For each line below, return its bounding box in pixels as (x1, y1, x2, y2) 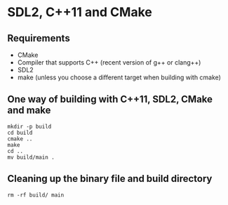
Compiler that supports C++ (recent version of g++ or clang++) (17, 58, 201, 67)
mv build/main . (7, 154, 55, 161)
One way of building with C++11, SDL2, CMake (7, 93, 213, 105)
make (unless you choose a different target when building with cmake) (17, 73, 221, 81)
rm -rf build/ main (7, 191, 65, 199)
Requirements (7, 32, 70, 44)
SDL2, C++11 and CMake (7, 4, 152, 20)
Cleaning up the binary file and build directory (7, 173, 213, 185)
